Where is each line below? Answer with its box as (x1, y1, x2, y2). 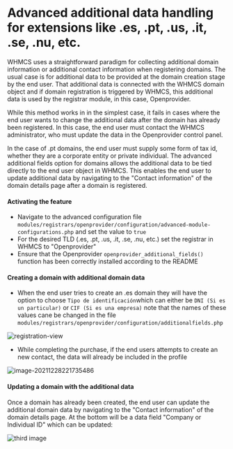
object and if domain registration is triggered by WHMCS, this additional (7, 87, 214, 96)
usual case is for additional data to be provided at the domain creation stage (7, 72, 225, 81)
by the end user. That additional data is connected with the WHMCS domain (7, 80, 225, 88)
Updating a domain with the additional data (7, 382, 134, 390)
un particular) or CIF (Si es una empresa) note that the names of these (17, 304, 227, 312)
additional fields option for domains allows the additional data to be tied (7, 159, 212, 167)
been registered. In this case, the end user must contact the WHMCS (7, 123, 205, 131)
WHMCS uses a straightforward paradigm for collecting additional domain (7, 57, 219, 66)
